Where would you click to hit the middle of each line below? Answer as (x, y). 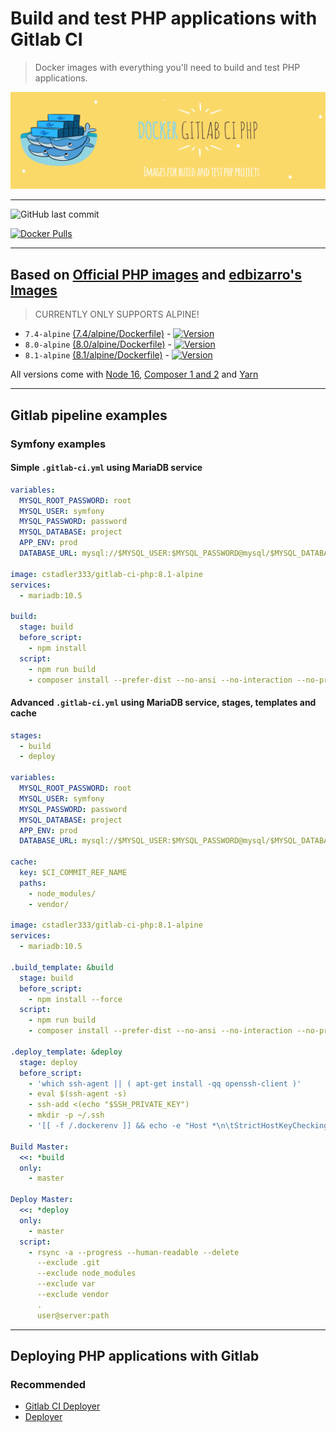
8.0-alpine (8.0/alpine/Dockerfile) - (98, 344)
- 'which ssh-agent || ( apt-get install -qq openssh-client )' (165, 1083)
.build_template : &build (62, 967)
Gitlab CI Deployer (62, 1406)
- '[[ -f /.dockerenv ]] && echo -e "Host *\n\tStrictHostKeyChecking (178, 1126)
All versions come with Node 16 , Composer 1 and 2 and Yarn (134, 374)
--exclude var (66, 1284)
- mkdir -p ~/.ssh (66, 1115)
